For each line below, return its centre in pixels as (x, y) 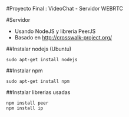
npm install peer (27, 103)
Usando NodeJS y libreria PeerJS (55, 31)
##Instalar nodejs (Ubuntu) (39, 49)
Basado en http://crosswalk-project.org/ (63, 37)
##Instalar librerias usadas (38, 92)
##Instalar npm (24, 71)
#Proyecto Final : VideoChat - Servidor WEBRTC (65, 9)
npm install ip (25, 108)
